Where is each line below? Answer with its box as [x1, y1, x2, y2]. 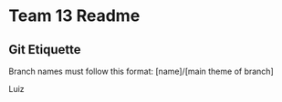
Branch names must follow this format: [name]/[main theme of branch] [8, 66, 275, 76]
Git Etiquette [8, 42, 81, 57]
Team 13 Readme [8, 5, 141, 26]
